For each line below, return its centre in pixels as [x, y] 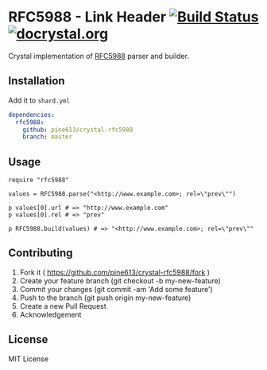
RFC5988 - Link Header [87, 17]
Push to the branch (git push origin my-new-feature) [105, 298]
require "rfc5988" [39, 180]
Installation [37, 81]
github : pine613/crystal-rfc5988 [78, 130]
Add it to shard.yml [39, 100]
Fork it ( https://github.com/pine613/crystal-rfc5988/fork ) [115, 272]
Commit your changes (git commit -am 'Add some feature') [116, 289]
